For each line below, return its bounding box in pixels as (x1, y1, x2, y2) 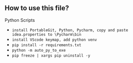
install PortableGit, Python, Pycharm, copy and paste (11, 27, 129, 33)
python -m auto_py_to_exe (11, 48, 66, 53)
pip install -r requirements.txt (11, 42, 82, 48)
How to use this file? (4, 4, 69, 12)
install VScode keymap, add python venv (11, 37, 97, 42)
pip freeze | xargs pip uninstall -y (11, 53, 91, 58)
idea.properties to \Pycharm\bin (11, 32, 82, 37)
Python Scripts (4, 17, 35, 23)
